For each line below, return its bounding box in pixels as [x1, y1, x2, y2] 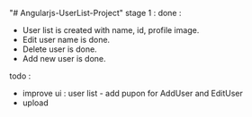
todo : [9, 71, 31, 81]
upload [22, 97, 49, 108]
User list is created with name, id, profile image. [22, 25, 200, 35]
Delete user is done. [22, 44, 97, 54]
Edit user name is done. [22, 35, 111, 45]
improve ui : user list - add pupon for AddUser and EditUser [22, 88, 243, 98]
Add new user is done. [22, 54, 106, 63]
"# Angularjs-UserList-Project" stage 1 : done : [9, 8, 182, 18]
